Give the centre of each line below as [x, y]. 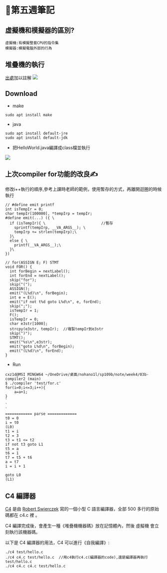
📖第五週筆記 [30, 10]
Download [21, 94]
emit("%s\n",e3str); [31, 342]
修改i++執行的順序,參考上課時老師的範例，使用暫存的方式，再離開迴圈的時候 [83, 189]
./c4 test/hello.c [24, 552]
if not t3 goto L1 [24, 445]
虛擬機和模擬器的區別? [40, 30]
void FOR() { [19, 267]
